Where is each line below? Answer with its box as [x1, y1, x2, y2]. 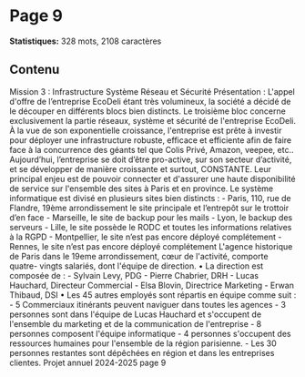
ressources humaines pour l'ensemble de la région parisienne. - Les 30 [9, 338, 278, 349]
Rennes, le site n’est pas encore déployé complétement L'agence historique [9, 240, 293, 251]
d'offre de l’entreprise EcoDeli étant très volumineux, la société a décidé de [9, 96, 291, 107]
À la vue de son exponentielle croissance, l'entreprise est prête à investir [9, 125, 282, 136]
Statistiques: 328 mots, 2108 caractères [9, 36, 162, 46]
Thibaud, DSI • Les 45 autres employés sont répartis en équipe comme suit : [9, 289, 297, 301]
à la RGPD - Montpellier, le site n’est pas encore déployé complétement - [9, 231, 282, 242]
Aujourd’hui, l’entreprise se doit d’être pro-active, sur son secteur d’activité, [9, 154, 292, 165]
